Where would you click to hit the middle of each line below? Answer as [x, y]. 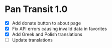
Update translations [32, 40]
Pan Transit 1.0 [36, 9]
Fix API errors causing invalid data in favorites [60, 29]
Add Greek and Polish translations [47, 34]
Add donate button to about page [46, 23]
